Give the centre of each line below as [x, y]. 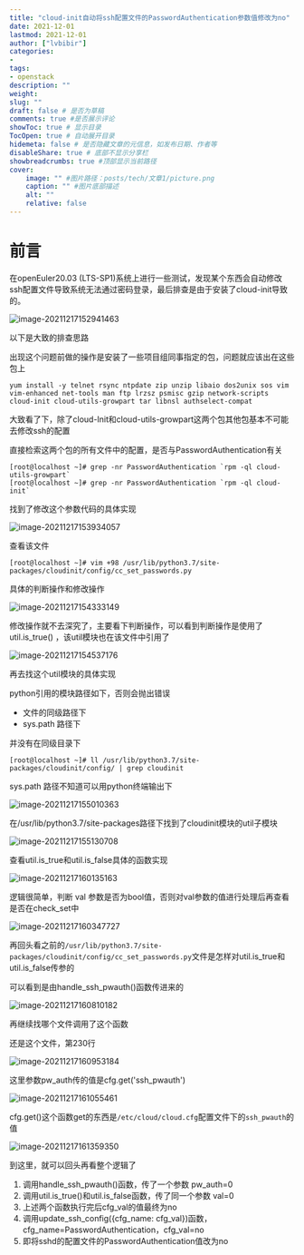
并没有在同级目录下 [45, 743]
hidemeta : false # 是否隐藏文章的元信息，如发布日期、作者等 [113, 144]
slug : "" [26, 102]
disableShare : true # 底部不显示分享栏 [79, 152]
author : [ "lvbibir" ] [48, 43]
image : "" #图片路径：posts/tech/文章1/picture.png [120, 178]
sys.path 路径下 [52, 723]
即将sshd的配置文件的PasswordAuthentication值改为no [125, 1240]
